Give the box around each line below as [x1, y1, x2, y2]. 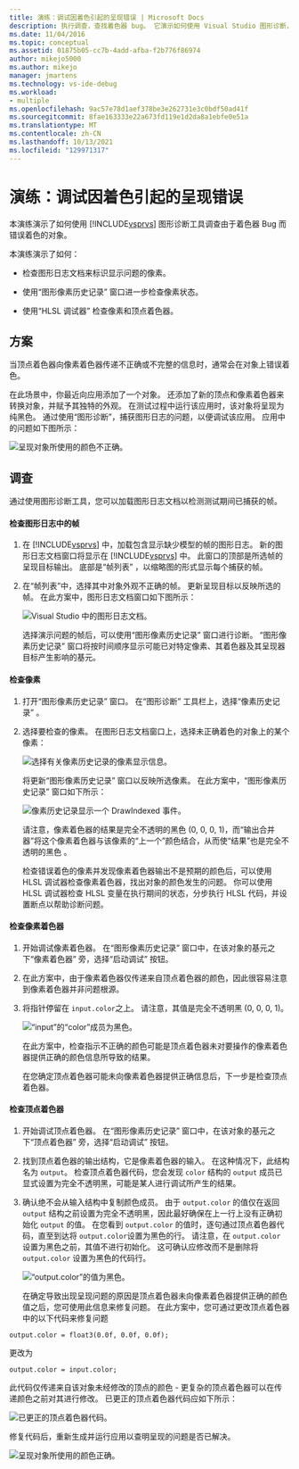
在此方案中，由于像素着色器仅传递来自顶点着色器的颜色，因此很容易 [21, 972, 272, 983]
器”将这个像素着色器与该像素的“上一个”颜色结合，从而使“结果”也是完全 [21, 835, 282, 846]
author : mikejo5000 [9, 54, 82, 63]
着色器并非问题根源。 [45, 983, 125, 994]
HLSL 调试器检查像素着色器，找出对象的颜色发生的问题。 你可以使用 [21, 876, 273, 887]
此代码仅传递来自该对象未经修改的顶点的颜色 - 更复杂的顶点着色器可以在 [9, 1382, 275, 1392]
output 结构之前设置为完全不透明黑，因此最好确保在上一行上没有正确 [21, 1208, 275, 1218]
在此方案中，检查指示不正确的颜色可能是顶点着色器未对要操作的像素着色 [21, 1041, 287, 1051]
